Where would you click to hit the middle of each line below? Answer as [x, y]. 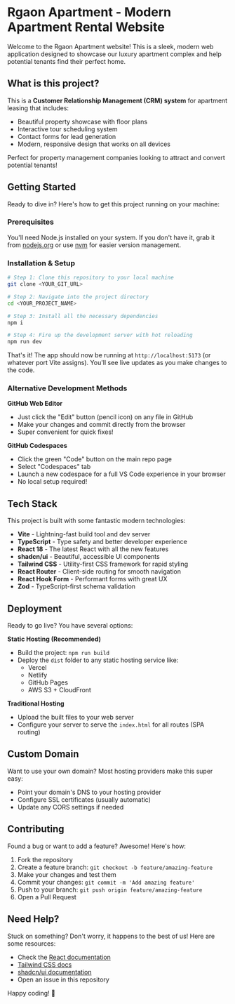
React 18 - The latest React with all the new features [93, 549]
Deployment [35, 608]
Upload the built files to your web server [76, 718]
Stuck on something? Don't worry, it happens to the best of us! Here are [111, 936]
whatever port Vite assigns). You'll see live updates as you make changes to [117, 363]
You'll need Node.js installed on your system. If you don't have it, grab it [111, 237]
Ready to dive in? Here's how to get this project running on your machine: [113, 204]
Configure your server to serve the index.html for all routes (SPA [111, 725]
